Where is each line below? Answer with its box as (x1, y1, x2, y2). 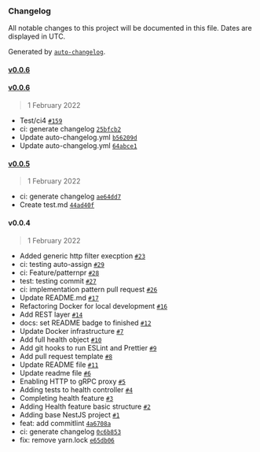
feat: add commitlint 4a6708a (19, 418, 112, 428)
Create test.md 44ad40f (19, 200, 95, 209)
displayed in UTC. (8, 31, 66, 41)
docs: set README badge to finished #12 (19, 317, 152, 328)
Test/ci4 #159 (19, 116, 63, 125)
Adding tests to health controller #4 (19, 384, 134, 395)
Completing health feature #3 (19, 393, 114, 402)
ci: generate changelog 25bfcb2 (19, 124, 122, 134)
